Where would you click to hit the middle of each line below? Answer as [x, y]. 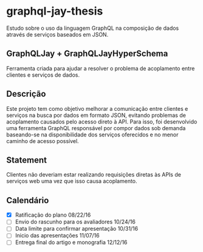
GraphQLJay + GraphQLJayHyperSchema [87, 54]
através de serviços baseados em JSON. [57, 34]
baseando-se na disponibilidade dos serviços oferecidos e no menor [92, 135]
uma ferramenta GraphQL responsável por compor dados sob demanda [96, 128]
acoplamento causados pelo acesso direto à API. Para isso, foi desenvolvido [102, 121]
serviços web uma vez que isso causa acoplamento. [72, 181]
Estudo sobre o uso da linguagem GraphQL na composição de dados [93, 28]
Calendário [28, 200]
